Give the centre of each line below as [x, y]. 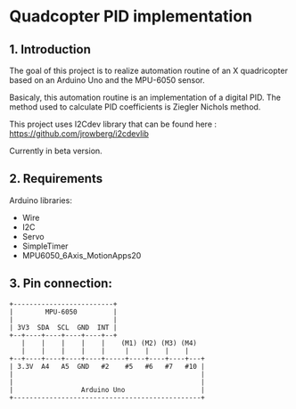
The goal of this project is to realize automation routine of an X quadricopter [148, 70]
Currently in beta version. [56, 151]
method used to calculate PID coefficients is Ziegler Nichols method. [135, 107]
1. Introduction [50, 49]
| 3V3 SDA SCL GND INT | [63, 327]
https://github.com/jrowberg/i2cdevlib [79, 134]
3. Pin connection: [61, 284]
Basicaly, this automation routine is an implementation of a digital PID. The [145, 97]
